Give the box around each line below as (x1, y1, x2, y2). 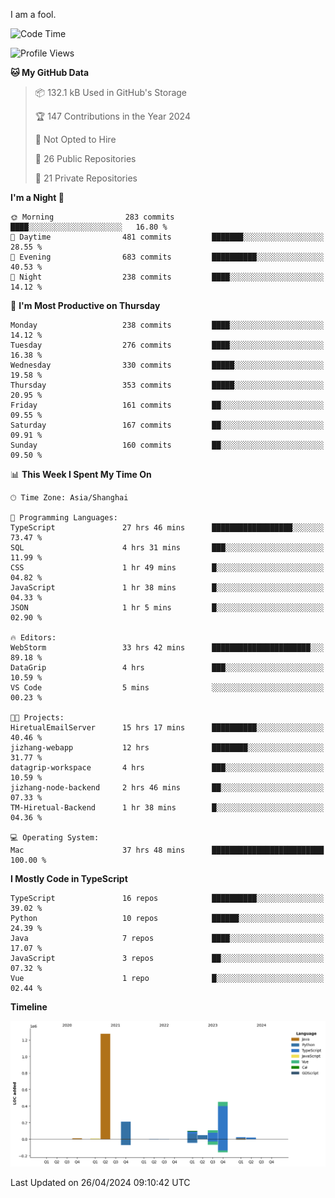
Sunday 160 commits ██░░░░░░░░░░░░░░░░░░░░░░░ (10, 440, 325, 450)
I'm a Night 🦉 (10, 192, 65, 203)
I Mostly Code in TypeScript (10, 873, 128, 884)
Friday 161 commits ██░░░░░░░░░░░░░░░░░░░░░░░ (10, 400, 325, 410)
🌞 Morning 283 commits (10, 212, 175, 222)
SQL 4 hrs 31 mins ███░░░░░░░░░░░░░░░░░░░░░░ (10, 543, 325, 553)
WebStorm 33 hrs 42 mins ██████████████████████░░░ (10, 643, 325, 653)
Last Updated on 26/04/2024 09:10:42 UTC (10, 1176, 191, 1188)
